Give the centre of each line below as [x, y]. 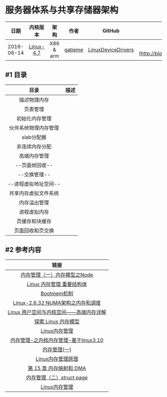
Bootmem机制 [57, 293]
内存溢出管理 [34, 202]
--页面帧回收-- [34, 165]
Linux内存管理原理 [57, 359]
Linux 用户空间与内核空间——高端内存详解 [57, 312]
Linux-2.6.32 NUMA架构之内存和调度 [57, 303]
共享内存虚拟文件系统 [34, 193]
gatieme [74, 49]
